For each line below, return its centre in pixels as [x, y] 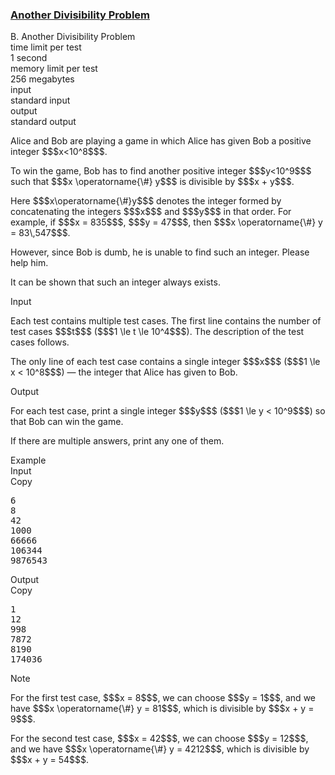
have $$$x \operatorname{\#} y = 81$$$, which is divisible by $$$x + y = [162, 709]
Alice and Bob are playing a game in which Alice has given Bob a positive [161, 141]
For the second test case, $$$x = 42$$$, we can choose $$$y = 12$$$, [159, 739]
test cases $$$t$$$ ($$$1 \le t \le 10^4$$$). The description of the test [157, 332]
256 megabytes [42, 79]
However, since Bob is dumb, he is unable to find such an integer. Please [160, 252]
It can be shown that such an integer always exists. [115, 282]
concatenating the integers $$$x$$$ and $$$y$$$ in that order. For [151, 212]
